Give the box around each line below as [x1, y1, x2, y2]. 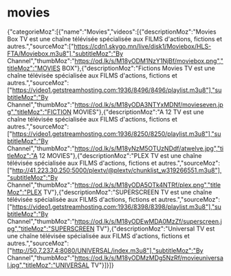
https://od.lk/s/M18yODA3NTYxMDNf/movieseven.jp [74, 100, 223, 108]
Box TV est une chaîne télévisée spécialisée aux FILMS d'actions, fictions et [7, 34, 222, 43]
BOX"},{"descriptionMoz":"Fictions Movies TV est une [61, 64, 215, 72]
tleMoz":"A [7, 151, 38, 159]
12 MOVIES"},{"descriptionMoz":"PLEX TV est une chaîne [38, 151, 202, 159]
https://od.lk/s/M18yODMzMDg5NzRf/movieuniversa [74, 253, 223, 262]
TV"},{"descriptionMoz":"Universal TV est [96, 225, 215, 233]
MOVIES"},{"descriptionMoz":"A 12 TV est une [73, 108, 204, 116]
